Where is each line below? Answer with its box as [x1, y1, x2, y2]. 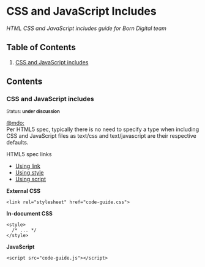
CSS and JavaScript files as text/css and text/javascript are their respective [6, 132, 197, 140]
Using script [15, 176, 47, 183]
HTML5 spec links [6, 151, 52, 158]
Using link [15, 162, 41, 170]
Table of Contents [6, 42, 76, 53]
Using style [15, 169, 44, 176]
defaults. [6, 139, 29, 146]
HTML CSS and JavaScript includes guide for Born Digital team [6, 24, 166, 32]
